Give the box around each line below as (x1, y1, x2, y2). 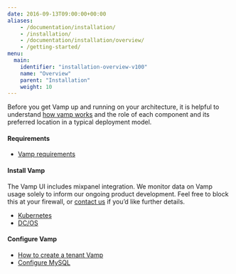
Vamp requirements (17, 150, 76, 159)
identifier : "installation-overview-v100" (20, 63, 148, 70)
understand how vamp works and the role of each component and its (7, 110, 210, 119)
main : (14, 57, 31, 64)
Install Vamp (7, 167, 45, 175)
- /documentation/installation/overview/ (20, 37, 144, 44)
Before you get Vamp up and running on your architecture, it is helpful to (7, 102, 220, 111)
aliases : (7, 17, 33, 24)
